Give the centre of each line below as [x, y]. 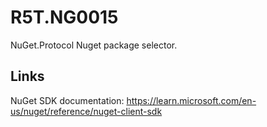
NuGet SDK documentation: [67, 100]
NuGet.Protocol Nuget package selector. [94, 45]
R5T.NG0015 [64, 17]
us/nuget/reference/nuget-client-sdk [86, 111]
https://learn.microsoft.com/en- [191, 100]
